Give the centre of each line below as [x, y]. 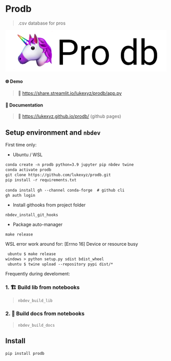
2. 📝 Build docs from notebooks [45, 314]
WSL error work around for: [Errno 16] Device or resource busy [72, 244]
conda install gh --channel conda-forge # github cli [65, 190]
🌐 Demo [14, 81]
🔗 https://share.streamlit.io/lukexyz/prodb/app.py [70, 93]
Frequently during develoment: [38, 274]
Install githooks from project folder [49, 205]
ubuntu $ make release [32, 254]
